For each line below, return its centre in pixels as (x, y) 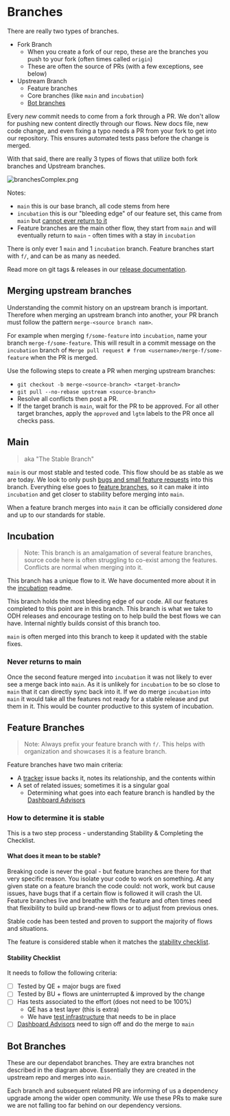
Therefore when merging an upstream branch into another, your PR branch (113, 314)
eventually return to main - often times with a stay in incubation (106, 235)
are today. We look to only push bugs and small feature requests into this (110, 480)
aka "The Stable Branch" (59, 459)
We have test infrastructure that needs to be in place (102, 1017)
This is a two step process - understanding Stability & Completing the (105, 833)
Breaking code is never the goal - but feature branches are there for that (109, 871)
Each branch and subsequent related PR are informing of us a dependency (113, 1091)
